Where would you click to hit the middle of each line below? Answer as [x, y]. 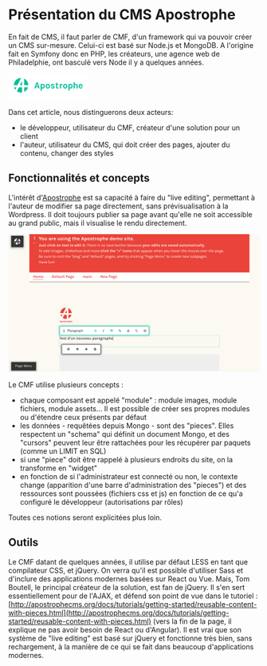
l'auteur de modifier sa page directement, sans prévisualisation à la [118, 206]
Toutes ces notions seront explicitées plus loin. [85, 517]
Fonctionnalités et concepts [79, 178]
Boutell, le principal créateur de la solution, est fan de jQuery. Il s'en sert [127, 587]
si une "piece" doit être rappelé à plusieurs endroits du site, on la [126, 459]
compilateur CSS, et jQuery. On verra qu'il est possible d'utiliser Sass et [126, 570]
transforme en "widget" [59, 468]
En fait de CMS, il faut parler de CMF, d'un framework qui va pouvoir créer [130, 37]
